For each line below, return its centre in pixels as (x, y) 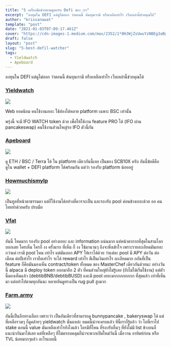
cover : (12, 34)
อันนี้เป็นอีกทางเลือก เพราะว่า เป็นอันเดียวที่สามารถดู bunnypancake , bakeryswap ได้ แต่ (85, 316)
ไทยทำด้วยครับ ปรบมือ (24, 207)
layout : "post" (21, 43)
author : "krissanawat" (29, 19)
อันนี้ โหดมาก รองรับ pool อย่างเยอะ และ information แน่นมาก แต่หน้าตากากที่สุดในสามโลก (84, 241)
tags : (11, 53)
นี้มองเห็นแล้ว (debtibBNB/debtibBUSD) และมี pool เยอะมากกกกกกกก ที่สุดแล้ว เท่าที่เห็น (85, 276)
